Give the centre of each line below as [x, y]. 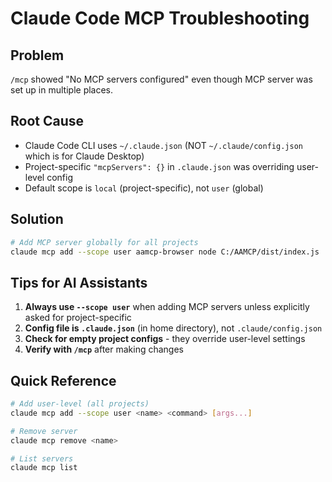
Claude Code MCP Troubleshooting [160, 18]
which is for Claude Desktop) [84, 156]
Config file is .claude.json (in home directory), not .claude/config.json [173, 328]
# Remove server [44, 431]
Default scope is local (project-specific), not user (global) [144, 188]
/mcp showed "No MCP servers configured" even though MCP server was [161, 79]
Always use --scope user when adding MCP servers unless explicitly [167, 307]
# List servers [42, 458]
